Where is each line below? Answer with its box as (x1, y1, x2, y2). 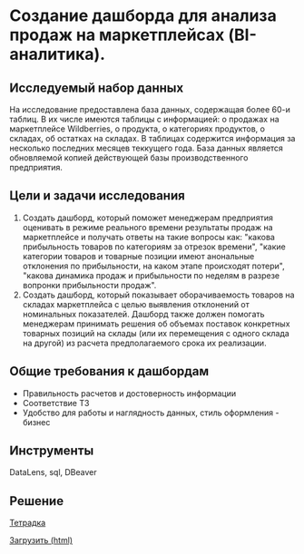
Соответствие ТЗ (22, 397, 90, 408)
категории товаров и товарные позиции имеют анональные (22, 250, 255, 261)
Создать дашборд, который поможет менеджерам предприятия (22, 212, 274, 223)
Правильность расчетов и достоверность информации (22, 387, 237, 399)
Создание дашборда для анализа (9, 5, 277, 26)
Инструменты (9, 443, 94, 459)
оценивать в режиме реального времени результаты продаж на (22, 221, 274, 232)
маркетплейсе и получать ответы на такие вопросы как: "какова (22, 231, 275, 242)
